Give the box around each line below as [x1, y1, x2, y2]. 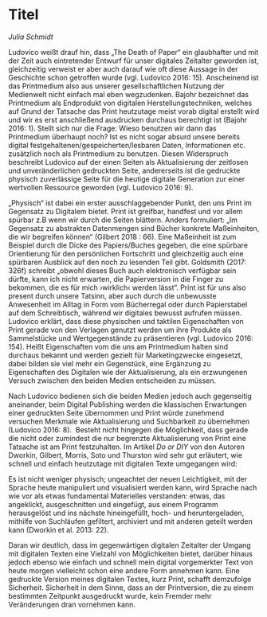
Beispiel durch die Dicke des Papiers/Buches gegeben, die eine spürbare [8, 240, 249, 250]
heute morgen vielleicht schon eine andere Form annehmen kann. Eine [8, 565, 241, 575]
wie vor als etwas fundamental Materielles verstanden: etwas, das [8, 491, 226, 501]
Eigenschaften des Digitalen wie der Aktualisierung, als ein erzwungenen [8, 367, 248, 377]
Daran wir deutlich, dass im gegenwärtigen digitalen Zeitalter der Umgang [8, 540, 251, 550]
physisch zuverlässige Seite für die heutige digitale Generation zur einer [8, 174, 245, 184]
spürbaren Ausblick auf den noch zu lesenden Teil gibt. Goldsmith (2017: [8, 257, 247, 267]
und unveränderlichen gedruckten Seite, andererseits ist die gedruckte [8, 166, 241, 175]
